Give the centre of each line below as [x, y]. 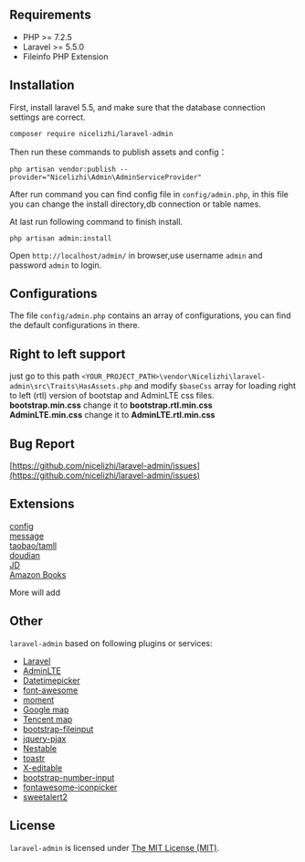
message [26, 536]
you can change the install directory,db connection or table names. [136, 204]
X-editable [42, 768]
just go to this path [45, 376]
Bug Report [42, 444]
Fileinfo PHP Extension [65, 56]
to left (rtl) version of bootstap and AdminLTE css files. [112, 396]
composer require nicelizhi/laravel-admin [91, 133]
